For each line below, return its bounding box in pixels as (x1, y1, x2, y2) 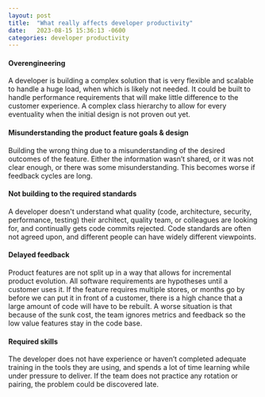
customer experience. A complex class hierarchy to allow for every (8, 101, 227, 111)
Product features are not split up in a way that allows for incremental (8, 268, 232, 278)
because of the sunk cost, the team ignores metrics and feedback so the (8, 310, 246, 320)
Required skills (8, 337, 58, 346)
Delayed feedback (8, 250, 70, 260)
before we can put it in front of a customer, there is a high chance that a (8, 293, 244, 303)
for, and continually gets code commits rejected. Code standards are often (8, 223, 252, 233)
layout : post (8, 11, 52, 20)
